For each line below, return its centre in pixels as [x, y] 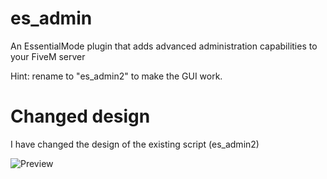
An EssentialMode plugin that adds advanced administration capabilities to [164, 46]
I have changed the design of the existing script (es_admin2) [135, 144]
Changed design [80, 116]
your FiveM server [48, 56]
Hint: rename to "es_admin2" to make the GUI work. [116, 76]
